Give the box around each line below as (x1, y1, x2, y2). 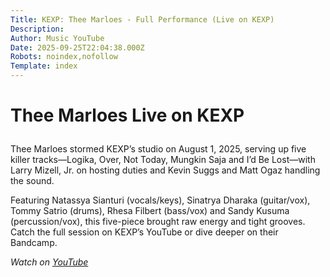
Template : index (10, 61, 78, 71)
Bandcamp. (10, 237, 58, 249)
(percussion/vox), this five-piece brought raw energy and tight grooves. (10, 216, 306, 228)
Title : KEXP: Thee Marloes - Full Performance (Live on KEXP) (10, 14, 275, 25)
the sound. (10, 175, 55, 187)
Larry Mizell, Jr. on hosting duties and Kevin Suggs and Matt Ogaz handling (10, 164, 321, 176)
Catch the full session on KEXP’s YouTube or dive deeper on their (10, 226, 279, 238)
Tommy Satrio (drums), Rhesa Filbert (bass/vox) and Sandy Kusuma (10, 205, 290, 217)
